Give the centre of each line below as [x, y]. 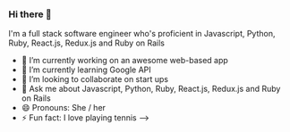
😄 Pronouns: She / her [64, 108]
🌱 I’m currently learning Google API [86, 70]
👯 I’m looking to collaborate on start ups [95, 79]
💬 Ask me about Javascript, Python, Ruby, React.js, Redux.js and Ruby [151, 89]
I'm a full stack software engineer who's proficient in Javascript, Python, [142, 34]
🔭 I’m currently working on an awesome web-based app [125, 61]
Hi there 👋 [30, 14]
